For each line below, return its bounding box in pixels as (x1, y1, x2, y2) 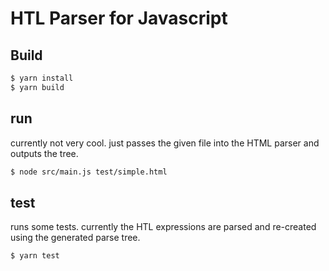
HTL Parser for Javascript (10, 7, 228, 30)
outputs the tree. (10, 147, 79, 159)
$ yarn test (10, 251, 60, 261)
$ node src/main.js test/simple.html (10, 167, 168, 177)
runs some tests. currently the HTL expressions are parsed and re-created (10, 221, 317, 233)
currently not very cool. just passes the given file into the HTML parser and (10, 137, 320, 149)
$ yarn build (10, 82, 65, 92)
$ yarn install (10, 73, 74, 83)
